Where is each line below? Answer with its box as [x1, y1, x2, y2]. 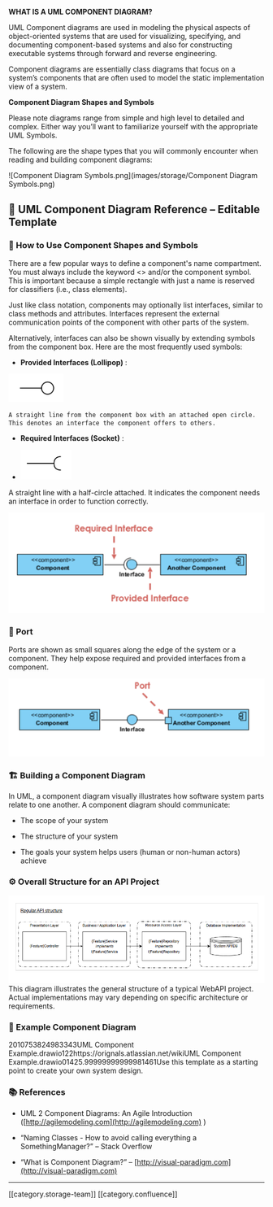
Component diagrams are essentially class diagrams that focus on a [8, 64, 236, 74]
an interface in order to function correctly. [8, 496, 149, 506]
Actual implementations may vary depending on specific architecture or [8, 992, 249, 1003]
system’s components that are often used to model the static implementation [8, 73, 265, 82]
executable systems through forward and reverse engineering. [8, 49, 218, 58]
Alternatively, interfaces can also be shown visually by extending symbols [8, 333, 256, 342]
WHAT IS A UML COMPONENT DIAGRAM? [8, 7, 153, 16]
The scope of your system [19, 816, 109, 826]
